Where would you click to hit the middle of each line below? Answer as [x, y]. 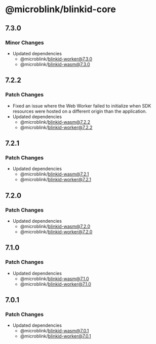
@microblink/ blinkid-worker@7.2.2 [56, 127]
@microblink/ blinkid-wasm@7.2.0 [55, 226]
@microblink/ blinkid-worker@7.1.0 [55, 284]
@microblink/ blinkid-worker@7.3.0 [56, 59]
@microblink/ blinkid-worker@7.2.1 [55, 180]
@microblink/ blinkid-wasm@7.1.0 [54, 279]
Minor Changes [25, 43]
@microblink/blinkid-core [61, 9]
